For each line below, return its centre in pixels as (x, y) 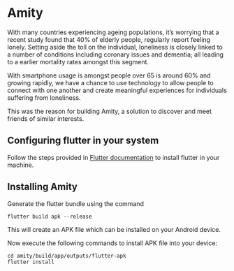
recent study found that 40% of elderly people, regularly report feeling (109, 39)
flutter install (31, 262)
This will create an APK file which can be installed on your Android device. (114, 229)
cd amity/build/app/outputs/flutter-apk (67, 256)
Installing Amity (43, 187)
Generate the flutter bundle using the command (76, 203)
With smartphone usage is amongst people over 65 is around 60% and (109, 75)
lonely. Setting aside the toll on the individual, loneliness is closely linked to (115, 47)
